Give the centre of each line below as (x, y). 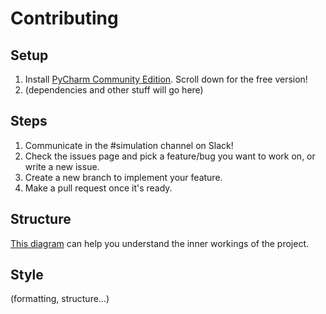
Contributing (64, 18)
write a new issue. (62, 166)
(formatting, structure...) (60, 299)
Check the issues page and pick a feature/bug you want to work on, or (170, 156)
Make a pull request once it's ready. (98, 188)
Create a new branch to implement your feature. (123, 177)
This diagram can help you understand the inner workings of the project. (160, 243)
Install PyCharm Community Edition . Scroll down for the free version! (166, 79)
